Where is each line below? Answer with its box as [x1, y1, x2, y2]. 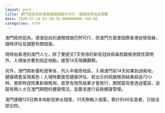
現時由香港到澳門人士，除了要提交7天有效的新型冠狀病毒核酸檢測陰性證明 [5, 51, 154, 57]
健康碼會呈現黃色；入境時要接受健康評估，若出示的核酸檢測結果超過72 [5, 74, 148, 80]
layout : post [5, 7, 32, 12]
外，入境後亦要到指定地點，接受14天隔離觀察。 [5, 57, 100, 64]
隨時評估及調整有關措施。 [5, 41, 57, 47]
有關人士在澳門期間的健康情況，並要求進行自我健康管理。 [9, 86, 126, 92]
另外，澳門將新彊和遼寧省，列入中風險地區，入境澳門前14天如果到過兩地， [5, 68, 156, 74]
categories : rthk [5, 21, 41, 26]
